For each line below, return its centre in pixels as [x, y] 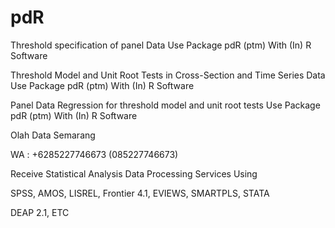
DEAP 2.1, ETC [40, 212]
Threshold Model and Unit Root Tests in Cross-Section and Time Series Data [168, 75]
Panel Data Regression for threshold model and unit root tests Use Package [165, 105]
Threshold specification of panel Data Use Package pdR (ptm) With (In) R [161, 45]
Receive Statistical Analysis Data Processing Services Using [134, 173]
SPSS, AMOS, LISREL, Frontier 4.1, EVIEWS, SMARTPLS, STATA [140, 193]
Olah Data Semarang [53, 135]
